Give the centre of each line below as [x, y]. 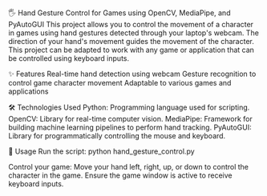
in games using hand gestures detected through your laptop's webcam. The [133, 33]
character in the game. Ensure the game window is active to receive [120, 175]
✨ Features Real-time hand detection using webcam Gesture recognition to [132, 74]
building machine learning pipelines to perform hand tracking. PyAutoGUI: [130, 127]
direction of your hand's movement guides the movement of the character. [131, 41]
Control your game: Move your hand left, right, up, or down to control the [129, 167]
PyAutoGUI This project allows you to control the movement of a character [131, 24]
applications [28, 91]
